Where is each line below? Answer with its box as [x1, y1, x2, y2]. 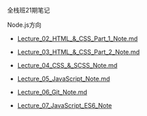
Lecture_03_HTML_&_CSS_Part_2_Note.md [17, 48, 140, 56]
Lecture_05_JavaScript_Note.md [17, 75, 110, 83]
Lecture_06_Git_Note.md [17, 88, 88, 96]
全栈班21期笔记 [7, 6, 51, 14]
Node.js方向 [7, 21, 42, 29]
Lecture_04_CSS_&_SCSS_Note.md [17, 61, 118, 69]
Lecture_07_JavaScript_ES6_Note [17, 101, 112, 109]
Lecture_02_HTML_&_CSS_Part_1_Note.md [17, 35, 138, 43]
